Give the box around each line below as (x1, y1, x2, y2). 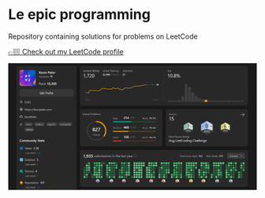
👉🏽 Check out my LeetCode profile (8, 47, 124, 56)
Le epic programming (8, 6, 151, 24)
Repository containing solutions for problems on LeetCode (8, 32, 199, 41)
